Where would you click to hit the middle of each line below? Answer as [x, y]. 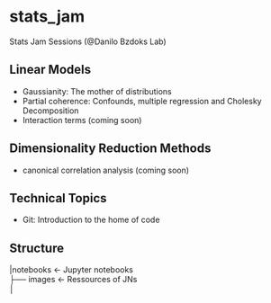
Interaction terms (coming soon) [82, 120]
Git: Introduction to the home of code [91, 220]
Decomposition [50, 111]
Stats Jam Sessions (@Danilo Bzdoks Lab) [88, 41]
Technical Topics [58, 198]
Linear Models [50, 70]
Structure [37, 248]
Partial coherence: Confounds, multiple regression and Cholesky [142, 101]
